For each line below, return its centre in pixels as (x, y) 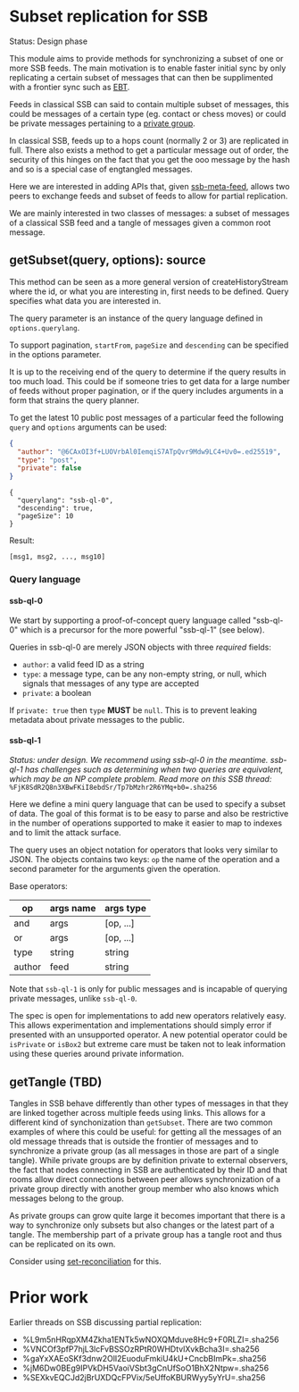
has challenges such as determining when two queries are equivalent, (154, 769)
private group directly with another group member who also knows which (144, 1189)
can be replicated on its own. (62, 1245)
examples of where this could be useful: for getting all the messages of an (145, 1132)
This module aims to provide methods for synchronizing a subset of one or (146, 58)
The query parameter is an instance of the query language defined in (136, 318)
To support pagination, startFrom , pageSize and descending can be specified (149, 345)
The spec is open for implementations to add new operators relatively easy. (148, 1016)
